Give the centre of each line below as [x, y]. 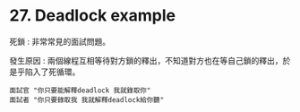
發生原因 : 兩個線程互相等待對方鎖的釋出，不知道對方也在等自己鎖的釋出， [146, 60]
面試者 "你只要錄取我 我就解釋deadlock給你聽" [87, 99]
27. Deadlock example [93, 16]
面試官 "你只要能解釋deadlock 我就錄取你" [80, 90]
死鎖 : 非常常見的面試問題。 [60, 41]
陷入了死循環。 [52, 72]
